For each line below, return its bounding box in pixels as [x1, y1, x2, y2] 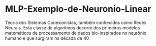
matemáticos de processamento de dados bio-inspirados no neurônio [5, 30, 147, 36]
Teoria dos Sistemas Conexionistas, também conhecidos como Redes [5, 20, 147, 25]
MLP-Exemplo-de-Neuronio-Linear [5, 3, 152, 15]
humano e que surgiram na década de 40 [5, 35, 90, 41]
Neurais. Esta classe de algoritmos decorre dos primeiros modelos [5, 24, 140, 30]
